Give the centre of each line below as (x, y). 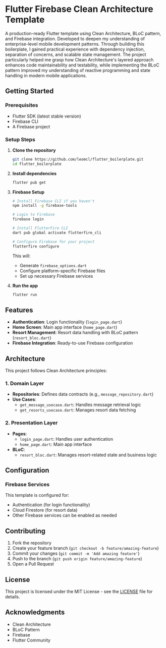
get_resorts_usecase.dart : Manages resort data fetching (78, 410)
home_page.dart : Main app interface (56, 444)
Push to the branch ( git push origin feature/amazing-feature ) (77, 559)
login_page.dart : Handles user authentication (66, 439)
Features (19, 310)
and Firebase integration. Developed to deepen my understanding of (75, 39)
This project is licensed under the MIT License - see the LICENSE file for (79, 591)
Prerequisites (22, 105)
